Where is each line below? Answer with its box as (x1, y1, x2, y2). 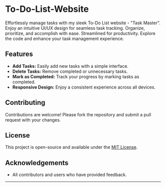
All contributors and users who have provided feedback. (12, 172, 127, 178)
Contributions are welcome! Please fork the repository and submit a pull (5, 111, 152, 117)
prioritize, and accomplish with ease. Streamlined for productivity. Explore (5, 30, 156, 36)
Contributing (5, 98, 45, 107)
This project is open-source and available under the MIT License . (5, 144, 138, 150)
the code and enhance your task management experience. (5, 36, 124, 42)
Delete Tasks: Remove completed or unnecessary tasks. (12, 68, 128, 74)
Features (5, 50, 33, 58)
